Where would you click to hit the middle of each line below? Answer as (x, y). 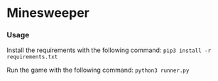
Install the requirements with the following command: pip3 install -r (109, 50)
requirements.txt (32, 57)
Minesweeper (48, 13)
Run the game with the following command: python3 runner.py (98, 70)
